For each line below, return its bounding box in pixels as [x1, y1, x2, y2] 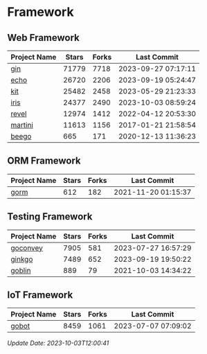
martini [10, 121, 33, 130]
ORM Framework [7, 155, 81, 167]
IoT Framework [7, 289, 73, 301]
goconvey [10, 243, 44, 253]
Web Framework [7, 32, 80, 44]
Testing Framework [7, 211, 93, 222]
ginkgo [10, 254, 33, 264]
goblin [10, 265, 31, 275]
